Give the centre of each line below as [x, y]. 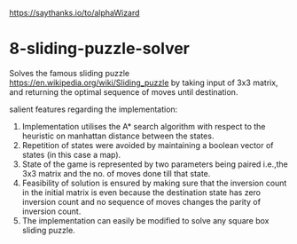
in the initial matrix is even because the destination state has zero [141, 192]
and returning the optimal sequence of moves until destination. [124, 91]
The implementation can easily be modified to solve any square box [145, 220]
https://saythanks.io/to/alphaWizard [74, 13]
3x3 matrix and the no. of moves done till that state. [116, 173]
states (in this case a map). [71, 154]
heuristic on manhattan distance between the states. [118, 136]
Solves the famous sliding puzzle [70, 73]
